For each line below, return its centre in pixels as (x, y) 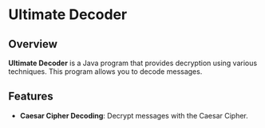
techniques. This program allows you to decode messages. (105, 72)
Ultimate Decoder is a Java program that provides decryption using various (133, 63)
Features (31, 97)
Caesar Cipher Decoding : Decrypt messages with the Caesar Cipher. (134, 115)
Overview (33, 44)
